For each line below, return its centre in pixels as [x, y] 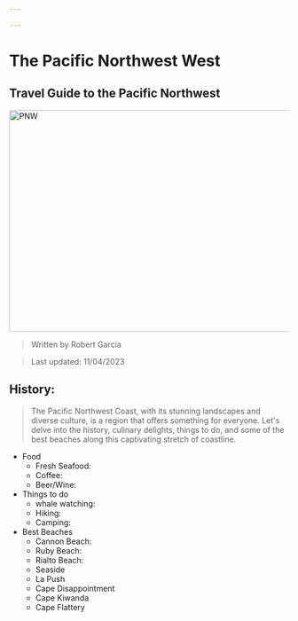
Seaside [50, 570]
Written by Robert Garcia [76, 344]
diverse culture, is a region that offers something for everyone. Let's [155, 420]
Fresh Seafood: [63, 466]
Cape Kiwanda [62, 597]
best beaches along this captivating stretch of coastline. [133, 439]
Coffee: [49, 475]
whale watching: [65, 503]
